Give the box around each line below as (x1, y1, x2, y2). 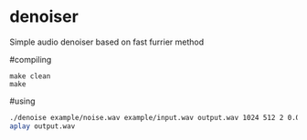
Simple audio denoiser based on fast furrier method (9, 36, 205, 47)
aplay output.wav (9, 121, 76, 131)
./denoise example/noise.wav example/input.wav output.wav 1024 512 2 (9, 113, 284, 122)
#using (9, 95, 36, 106)
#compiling (9, 54, 52, 65)
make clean (9, 71, 51, 81)
